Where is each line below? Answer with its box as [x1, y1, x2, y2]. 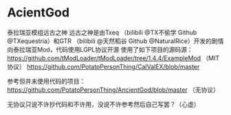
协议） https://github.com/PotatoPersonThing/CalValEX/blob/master [7, 62, 200, 71]
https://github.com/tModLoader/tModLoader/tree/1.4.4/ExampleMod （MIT [7, 53, 220, 62]
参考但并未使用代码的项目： [7, 77, 86, 85]
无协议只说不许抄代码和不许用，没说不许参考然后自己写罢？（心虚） [7, 100, 200, 108]
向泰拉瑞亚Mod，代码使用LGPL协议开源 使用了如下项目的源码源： [7, 45, 194, 53]
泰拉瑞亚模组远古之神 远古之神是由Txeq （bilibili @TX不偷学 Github [7, 28, 197, 36]
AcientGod [7, 5, 70, 21]
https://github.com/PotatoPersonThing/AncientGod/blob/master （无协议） [7, 86, 220, 94]
